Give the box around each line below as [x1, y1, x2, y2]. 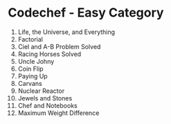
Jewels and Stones [17, 94, 73, 102]
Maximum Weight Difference [17, 109, 100, 117]
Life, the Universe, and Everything [17, 28, 116, 36]
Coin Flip [17, 64, 44, 73]
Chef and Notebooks [17, 101, 78, 109]
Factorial [17, 35, 44, 43]
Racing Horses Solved [17, 50, 82, 58]
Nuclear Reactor [17, 87, 65, 95]
